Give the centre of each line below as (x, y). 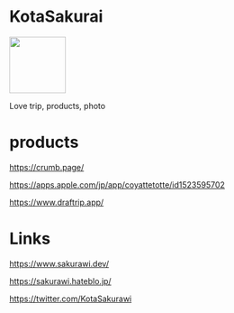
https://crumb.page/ (47, 167)
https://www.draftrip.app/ (57, 202)
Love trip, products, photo (58, 106)
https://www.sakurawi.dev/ (59, 263)
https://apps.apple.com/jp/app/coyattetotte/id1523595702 (117, 184)
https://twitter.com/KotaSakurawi (71, 299)
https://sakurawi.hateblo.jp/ (60, 281)
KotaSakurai (56, 17)
